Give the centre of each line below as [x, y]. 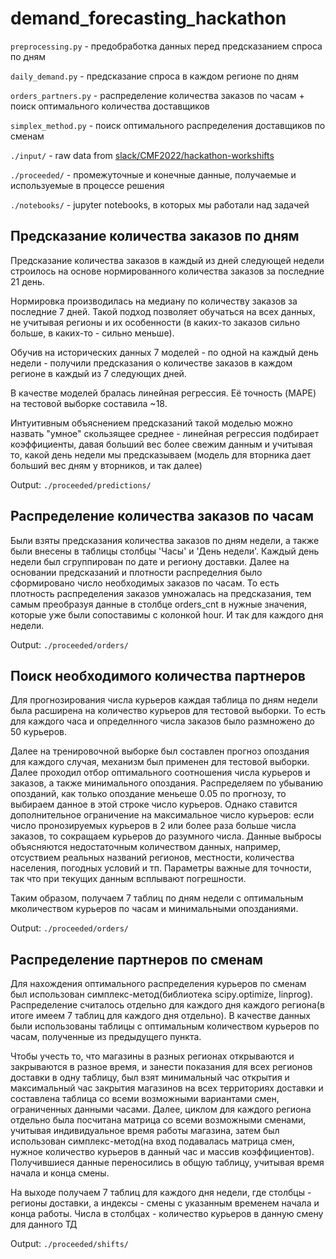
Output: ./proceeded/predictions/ [81, 484]
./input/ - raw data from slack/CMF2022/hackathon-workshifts [142, 155]
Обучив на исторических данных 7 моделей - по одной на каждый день [164, 352]
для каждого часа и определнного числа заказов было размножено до [162, 721]
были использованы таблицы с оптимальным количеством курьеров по [165, 1026]
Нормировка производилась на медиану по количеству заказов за [154, 301]
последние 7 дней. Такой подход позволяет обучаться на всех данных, [163, 311]
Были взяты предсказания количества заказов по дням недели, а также [165, 540]
